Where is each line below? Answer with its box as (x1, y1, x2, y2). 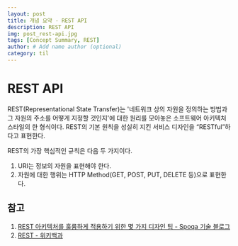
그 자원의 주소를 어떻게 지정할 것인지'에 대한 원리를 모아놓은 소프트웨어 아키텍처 (7, 113, 227, 122)
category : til (7, 50, 50, 57)
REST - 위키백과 (17, 231, 64, 240)
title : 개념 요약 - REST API (7, 17, 87, 24)
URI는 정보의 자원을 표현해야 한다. (17, 161, 112, 170)
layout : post (7, 10, 46, 18)
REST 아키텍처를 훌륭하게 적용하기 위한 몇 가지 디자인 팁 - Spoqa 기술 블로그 (17, 222, 231, 230)
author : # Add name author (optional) (7, 43, 122, 50)
